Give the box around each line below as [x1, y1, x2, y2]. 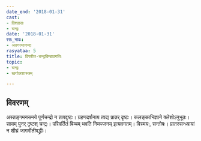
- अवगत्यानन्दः [6, 43, 32, 49]
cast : [6, 14, 20, 20]
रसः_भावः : [6, 37, 24, 43]
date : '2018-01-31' [6, 31, 55, 37]
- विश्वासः [6, 20, 24, 26]
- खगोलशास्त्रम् [6, 70, 33, 76]
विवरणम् [6, 97, 29, 108]
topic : [6, 59, 23, 65]
